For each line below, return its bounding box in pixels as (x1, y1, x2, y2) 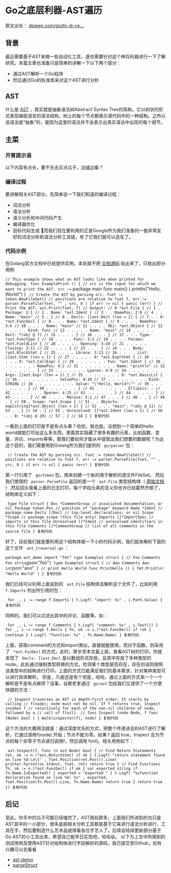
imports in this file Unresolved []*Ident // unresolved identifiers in (5, 519, 163, 524)
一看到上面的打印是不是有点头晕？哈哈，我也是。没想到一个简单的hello (5, 423, 154, 429)
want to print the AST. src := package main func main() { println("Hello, (5, 286, 161, 292)
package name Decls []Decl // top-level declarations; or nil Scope (5, 510, 154, 515)
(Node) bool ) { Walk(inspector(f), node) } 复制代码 (5, 715, 119, 721)
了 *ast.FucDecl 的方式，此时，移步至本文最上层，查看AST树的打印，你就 (5, 648, 162, 654)
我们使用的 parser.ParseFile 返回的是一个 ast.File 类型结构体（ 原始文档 (5, 478, 164, 484)
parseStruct (12, 862, 38, 868)
